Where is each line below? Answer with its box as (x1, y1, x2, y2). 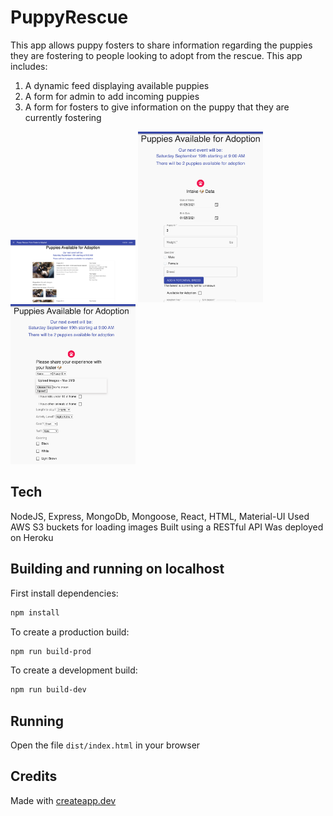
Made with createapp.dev (10, 794, 117, 806)
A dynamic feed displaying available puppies (24, 79, 210, 91)
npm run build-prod (10, 646, 92, 656)
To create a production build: (10, 626, 130, 638)
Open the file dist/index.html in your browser (10, 739, 201, 751)
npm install (10, 607, 60, 618)
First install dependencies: (10, 587, 119, 599)
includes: (10, 60, 48, 72)
